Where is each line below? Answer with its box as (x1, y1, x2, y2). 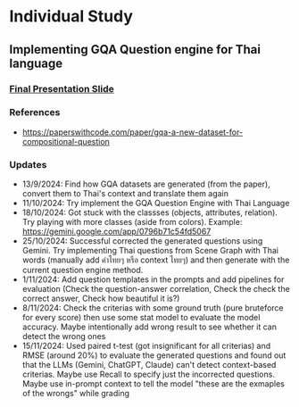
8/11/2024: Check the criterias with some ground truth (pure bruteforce (21, 303, 284, 313)
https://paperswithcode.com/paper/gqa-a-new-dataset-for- (21, 127, 244, 137)
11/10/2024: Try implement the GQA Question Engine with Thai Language (21, 198, 290, 209)
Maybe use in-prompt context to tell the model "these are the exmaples (21, 378, 286, 389)
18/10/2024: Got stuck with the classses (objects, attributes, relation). (21, 207, 278, 218)
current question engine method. (21, 265, 144, 276)
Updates (9, 158, 47, 170)
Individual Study (9, 6, 134, 27)
